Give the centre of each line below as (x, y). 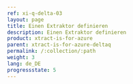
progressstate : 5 (32, 70)
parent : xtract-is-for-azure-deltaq (59, 45)
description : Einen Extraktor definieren (67, 32)
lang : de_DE (24, 64)
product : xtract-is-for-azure (50, 39)
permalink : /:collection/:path (51, 51)
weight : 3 (21, 58)
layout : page (26, 20)
